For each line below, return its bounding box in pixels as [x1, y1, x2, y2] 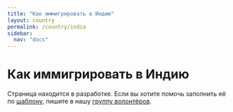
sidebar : [7, 29, 33, 37]
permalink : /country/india [7, 23, 86, 30]
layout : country [7, 17, 55, 24]
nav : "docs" [13, 36, 49, 43]
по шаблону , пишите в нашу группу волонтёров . [7, 97, 152, 106]
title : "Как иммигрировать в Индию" [7, 10, 114, 17]
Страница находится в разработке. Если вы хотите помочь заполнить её [7, 90, 226, 98]
